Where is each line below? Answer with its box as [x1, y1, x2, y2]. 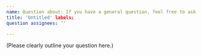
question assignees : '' [6, 20, 67, 26]
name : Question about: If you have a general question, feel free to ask [6, 8, 197, 15]
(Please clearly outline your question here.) [6, 42, 114, 49]
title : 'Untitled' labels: [6, 15, 74, 21]
